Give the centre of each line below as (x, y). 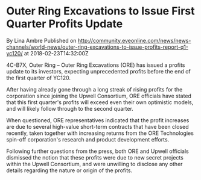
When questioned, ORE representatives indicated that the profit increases (98, 120)
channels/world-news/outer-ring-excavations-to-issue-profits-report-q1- (97, 47)
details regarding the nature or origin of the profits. (69, 170)
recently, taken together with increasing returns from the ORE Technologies (100, 133)
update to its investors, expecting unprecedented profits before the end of (99, 71)
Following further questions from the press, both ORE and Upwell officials (97, 151)
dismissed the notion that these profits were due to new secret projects (95, 157)
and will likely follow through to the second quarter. (70, 108)
